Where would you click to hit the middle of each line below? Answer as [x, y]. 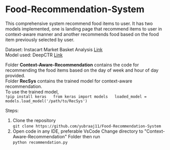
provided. [15, 75]
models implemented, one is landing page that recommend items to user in [84, 28]
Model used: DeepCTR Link [34, 55]
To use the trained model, [32, 92]
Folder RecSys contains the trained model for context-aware [69, 81]
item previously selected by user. [40, 40]
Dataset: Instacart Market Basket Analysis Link [54, 49]
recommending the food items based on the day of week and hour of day [82, 70]
